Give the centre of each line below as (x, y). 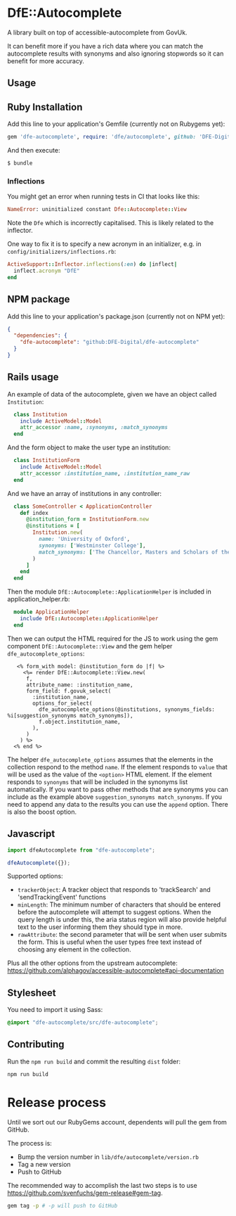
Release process (57, 1102)
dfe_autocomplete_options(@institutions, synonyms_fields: (127, 709)
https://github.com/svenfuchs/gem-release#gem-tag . (85, 1193)
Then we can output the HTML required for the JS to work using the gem (113, 639)
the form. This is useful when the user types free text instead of (110, 942)
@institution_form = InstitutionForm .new (87, 519)
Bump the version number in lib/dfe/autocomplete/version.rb (108, 1157)
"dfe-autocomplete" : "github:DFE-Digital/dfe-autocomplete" (110, 343)
